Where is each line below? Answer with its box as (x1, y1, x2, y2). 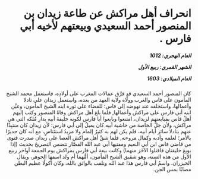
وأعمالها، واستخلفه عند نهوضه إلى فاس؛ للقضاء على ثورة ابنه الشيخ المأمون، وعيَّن (11, 102, 191, 110)
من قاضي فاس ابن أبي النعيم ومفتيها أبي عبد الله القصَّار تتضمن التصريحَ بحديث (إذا (10, 140, 191, 147)
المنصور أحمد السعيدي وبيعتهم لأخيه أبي (19, 19, 191, 33)
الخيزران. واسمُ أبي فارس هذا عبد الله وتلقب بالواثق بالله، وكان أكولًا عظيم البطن (14, 159, 191, 167)
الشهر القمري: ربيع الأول (138, 63, 191, 70)
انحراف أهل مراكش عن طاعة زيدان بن (23, 7, 191, 20)
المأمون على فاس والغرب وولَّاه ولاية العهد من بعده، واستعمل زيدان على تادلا (23, 96, 191, 103)
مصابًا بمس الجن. (153, 166, 191, 173)
